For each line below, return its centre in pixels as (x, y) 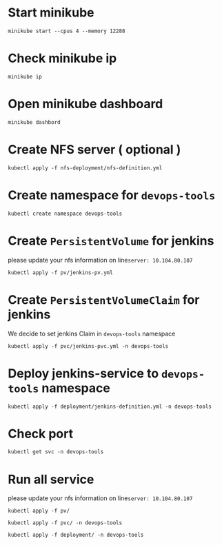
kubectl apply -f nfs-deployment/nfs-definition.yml (85, 168)
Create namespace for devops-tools (112, 195)
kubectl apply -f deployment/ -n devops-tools (76, 535)
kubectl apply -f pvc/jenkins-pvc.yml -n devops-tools (88, 346)
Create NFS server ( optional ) (94, 150)
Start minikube (51, 13)
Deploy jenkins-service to (83, 373)
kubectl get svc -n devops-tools (56, 452)
